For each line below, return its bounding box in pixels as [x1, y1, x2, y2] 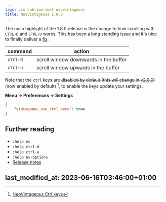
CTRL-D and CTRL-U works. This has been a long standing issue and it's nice [5, 31, 157, 37]
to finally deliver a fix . [5, 36, 49, 42]
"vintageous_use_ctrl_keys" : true [14, 107, 85, 112]
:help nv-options [12, 154, 48, 160]
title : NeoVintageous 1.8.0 [5, 12, 63, 17]
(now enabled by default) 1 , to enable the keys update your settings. [5, 82, 143, 89]
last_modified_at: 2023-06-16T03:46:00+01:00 [5, 173, 157, 182]
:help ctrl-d [12, 144, 40, 149]
